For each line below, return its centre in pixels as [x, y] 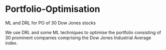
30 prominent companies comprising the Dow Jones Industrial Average [78, 38]
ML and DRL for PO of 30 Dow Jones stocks [51, 23]
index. [11, 43]
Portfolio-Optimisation [53, 9]
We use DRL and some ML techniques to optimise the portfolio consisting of [83, 32]
